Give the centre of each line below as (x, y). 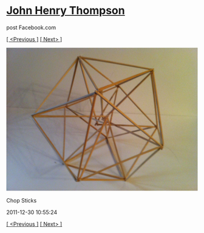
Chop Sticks (22, 201)
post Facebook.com (31, 27)
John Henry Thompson (66, 11)
